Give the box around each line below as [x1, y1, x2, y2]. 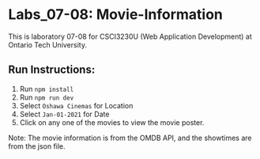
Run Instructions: [8, 63, 96, 77]
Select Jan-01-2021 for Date [19, 109, 110, 119]
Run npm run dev [19, 93, 74, 102]
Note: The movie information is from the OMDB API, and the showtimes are [8, 133, 252, 142]
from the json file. [8, 141, 66, 151]
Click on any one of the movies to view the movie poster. [19, 117, 205, 127]
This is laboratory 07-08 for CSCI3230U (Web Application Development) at [8, 32, 253, 41]
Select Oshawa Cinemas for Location [19, 100, 134, 110]
